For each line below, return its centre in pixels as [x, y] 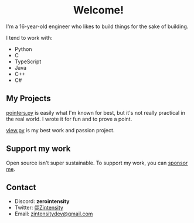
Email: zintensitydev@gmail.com [54, 214]
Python [23, 49]
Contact [21, 187]
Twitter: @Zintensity [39, 208]
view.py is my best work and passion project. [60, 130]
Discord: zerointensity [42, 201]
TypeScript [28, 61]
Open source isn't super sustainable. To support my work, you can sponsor [97, 163]
